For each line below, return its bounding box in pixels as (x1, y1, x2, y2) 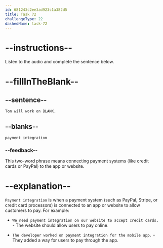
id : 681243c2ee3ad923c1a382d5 (5, 7, 68, 12)
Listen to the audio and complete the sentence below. (5, 59, 115, 65)
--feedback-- (5, 147, 38, 153)
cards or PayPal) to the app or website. (5, 163, 84, 169)
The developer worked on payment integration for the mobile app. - (12, 232, 156, 238)
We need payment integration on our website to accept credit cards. (12, 218, 159, 223)
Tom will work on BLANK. (5, 109, 56, 114)
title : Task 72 (5, 12, 37, 17)
